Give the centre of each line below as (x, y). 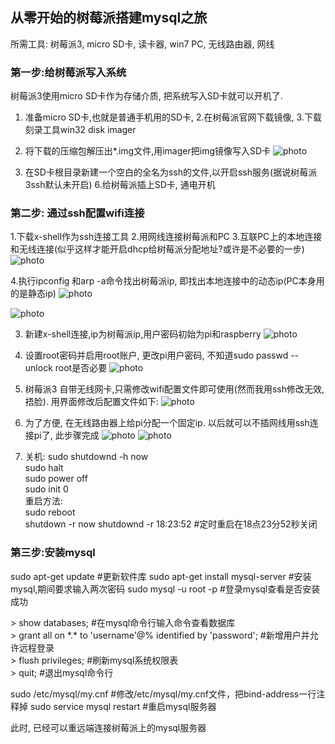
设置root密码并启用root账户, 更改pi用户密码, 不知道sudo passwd (156, 355)
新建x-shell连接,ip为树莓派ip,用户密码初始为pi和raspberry (143, 334)
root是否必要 (81, 368)
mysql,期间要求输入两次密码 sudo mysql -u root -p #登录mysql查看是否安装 (165, 589)
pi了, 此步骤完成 (66, 435)
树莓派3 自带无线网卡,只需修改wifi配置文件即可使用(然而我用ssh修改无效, (174, 389)
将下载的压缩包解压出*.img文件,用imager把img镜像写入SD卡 (148, 151)
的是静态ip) (33, 294)
